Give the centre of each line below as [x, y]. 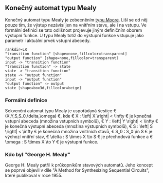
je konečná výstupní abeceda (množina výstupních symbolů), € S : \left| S [79, 126]
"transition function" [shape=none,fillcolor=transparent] [66, 54]
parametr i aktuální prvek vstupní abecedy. [48, 41]
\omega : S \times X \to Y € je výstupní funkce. [52, 142]
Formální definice [26, 100]
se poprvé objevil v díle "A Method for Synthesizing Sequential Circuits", [77, 170]
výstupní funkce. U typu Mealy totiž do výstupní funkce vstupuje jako [74, 35]
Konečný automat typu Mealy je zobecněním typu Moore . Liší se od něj [76, 20]
